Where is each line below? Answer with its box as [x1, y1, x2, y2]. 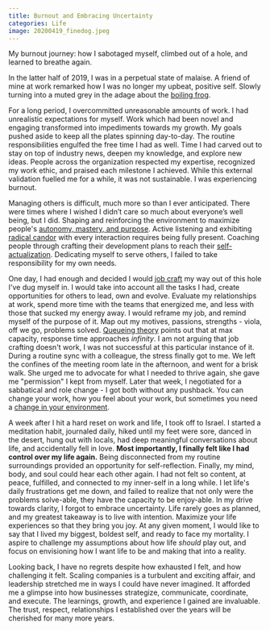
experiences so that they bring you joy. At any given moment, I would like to [8, 521, 260, 530]
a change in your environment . [8, 402, 110, 412]
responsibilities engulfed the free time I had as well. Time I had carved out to [8, 140, 263, 150]
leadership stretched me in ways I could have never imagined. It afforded [8, 579, 251, 589]
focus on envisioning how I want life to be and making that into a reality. [8, 546, 247, 556]
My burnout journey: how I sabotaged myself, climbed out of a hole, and [8, 49, 248, 59]
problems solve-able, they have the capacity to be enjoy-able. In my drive [8, 495, 253, 504]
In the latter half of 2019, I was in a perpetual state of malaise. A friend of [8, 73, 251, 83]
